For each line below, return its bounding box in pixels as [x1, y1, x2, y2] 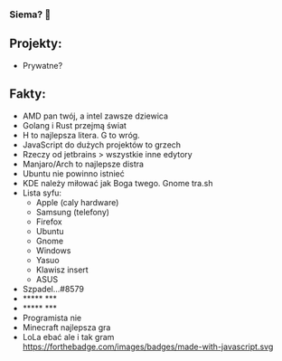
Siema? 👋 [9, 8, 52, 21]
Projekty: [9, 36, 62, 52]
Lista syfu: [22, 187, 61, 198]
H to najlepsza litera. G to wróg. [22, 129, 140, 140]
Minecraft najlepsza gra [22, 321, 111, 333]
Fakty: [9, 86, 47, 102]
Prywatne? [22, 60, 63, 71]
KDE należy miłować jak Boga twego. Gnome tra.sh [22, 177, 213, 188]
